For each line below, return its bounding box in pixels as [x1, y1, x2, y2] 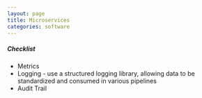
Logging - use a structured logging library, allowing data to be [17, 70, 195, 78]
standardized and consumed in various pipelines [17, 77, 157, 85]
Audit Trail [17, 84, 47, 92]
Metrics [17, 62, 40, 70]
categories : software [7, 23, 70, 30]
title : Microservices [7, 17, 70, 24]
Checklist [7, 44, 36, 53]
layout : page [7, 10, 45, 17]
